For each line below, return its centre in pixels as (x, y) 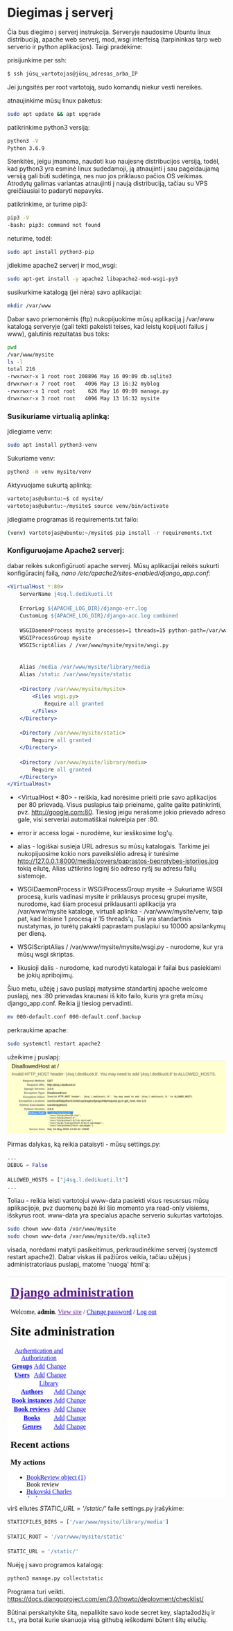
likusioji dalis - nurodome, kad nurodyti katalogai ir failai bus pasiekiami (119, 968)
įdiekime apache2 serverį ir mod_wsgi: (62, 266)
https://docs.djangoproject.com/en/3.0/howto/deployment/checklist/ (105, 1599)
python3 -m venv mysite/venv (49, 472)
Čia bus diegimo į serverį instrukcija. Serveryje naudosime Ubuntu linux (109, 32)
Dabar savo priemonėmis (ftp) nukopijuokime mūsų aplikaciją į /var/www (111, 319)
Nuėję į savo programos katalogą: (55, 1564)
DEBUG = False (28, 1165)
